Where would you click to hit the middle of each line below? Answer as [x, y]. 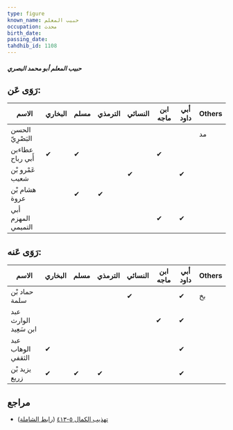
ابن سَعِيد [24, 329]
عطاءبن [22, 150]
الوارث [20, 320]
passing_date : [28, 40]
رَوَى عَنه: [24, 252]
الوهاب [21, 349]
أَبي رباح [23, 158]
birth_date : [24, 33]
